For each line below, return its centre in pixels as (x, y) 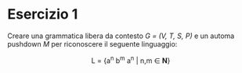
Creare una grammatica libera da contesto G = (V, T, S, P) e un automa (121, 36)
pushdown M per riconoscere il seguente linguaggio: (92, 43)
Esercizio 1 (43, 14)
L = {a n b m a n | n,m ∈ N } (131, 60)
